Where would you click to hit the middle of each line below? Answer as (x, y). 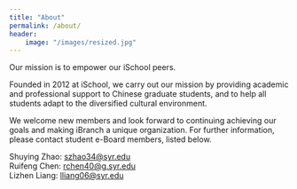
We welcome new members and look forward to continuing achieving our (143, 121)
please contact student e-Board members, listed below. (110, 139)
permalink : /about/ (45, 26)
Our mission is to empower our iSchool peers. (93, 67)
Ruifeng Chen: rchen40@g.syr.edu (72, 166)
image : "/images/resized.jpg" (81, 42)
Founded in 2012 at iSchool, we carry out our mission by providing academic (149, 84)
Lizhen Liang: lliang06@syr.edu (66, 176)
